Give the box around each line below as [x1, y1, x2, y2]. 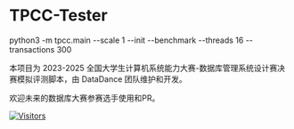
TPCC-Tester [9, 5, 109, 26]
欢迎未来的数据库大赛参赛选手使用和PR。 [9, 93, 160, 103]
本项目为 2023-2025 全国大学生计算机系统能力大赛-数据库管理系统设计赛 [9, 62, 278, 73]
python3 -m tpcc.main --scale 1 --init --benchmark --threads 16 [9, 35, 244, 45]
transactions [9, 44, 55, 54]
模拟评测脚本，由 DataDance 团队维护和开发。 [16, 73, 187, 85]
